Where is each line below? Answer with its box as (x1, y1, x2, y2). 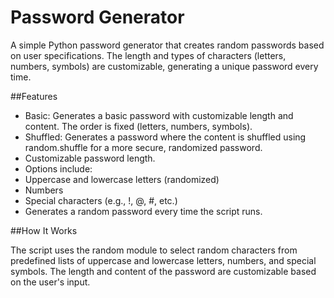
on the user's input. (10, 276, 91, 288)
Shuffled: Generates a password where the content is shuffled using (24, 131, 307, 143)
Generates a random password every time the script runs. (24, 205, 263, 217)
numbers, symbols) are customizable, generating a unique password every (10, 60, 319, 72)
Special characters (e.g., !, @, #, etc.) (24, 194, 178, 206)
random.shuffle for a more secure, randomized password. (24, 141, 263, 153)
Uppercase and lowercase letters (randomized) (24, 173, 220, 185)
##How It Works (10, 224, 78, 236)
